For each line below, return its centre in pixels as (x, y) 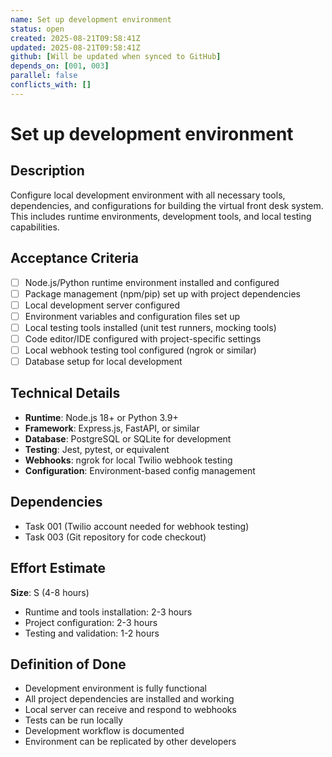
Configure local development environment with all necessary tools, (148, 195)
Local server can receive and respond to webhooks (130, 710)
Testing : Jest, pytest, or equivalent (97, 449)
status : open (37, 29)
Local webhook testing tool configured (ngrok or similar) (140, 350)
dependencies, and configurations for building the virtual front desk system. (167, 205)
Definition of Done (68, 664)
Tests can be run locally (74, 720)
